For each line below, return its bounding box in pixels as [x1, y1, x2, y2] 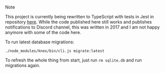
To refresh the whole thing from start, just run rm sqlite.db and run [5, 57, 142, 63]
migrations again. [5, 63, 40, 68]
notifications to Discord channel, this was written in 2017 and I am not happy [5, 24, 160, 30]
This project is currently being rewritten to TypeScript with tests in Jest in [5, 14, 154, 19]
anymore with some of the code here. [5, 30, 81, 35]
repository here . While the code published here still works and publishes [5, 19, 152, 25]
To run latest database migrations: [5, 39, 75, 45]
